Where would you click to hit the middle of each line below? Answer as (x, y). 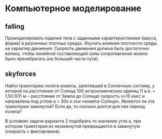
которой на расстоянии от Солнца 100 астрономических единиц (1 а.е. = (80, 91)
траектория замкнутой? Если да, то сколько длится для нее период (75, 106)
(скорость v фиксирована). (33, 131)
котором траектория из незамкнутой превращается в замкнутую (73, 126)
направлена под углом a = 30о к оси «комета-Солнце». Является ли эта (80, 101)
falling (15, 26)
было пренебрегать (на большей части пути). (52, 59)
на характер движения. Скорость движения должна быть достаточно (77, 48)
